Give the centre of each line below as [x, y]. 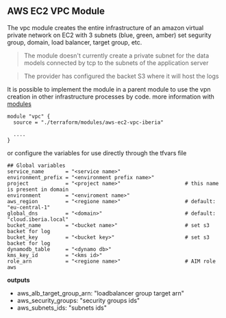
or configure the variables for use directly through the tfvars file [97, 153]
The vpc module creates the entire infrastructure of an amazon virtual [105, 27]
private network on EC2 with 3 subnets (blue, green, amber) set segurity [109, 35]
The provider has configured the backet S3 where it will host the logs [121, 76]
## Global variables [37, 165]
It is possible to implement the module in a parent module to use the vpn [109, 89]
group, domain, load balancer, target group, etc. [75, 42]
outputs [18, 280]
